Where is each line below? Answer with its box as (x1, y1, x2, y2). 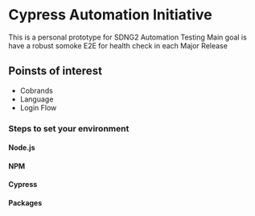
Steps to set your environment (8, 123, 130, 134)
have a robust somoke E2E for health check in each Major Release (8, 40, 228, 50)
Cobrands (19, 85, 54, 95)
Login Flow (19, 102, 57, 112)
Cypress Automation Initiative (8, 6, 212, 24)
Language (19, 94, 54, 104)
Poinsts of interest (8, 64, 103, 78)
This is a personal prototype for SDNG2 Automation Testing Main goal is (8, 32, 247, 42)
